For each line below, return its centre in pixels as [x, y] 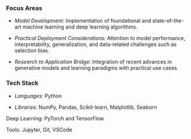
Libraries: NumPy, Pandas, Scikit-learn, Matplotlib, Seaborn [86, 107]
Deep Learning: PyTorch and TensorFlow [55, 118]
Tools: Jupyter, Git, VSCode [39, 130]
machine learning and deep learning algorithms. [80, 27]
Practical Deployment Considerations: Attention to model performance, [100, 38]
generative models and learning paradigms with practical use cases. [96, 68]
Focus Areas [24, 8]
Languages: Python [38, 96]
